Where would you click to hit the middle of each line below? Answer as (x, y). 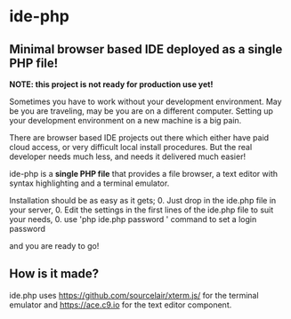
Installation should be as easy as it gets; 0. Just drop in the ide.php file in (143, 200)
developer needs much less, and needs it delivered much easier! (128, 156)
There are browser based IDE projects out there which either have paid (139, 138)
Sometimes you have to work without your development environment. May (145, 101)
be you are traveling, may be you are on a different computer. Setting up (141, 111)
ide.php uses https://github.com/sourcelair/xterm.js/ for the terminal (134, 295)
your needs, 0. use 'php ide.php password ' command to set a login (133, 219)
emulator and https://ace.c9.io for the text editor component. (121, 305)
